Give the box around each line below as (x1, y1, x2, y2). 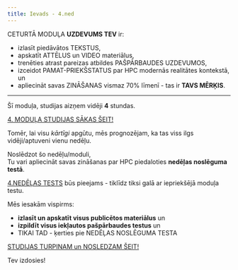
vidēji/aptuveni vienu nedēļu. (7, 136, 92, 145)
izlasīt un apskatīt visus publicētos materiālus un (17, 213, 166, 222)
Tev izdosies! (7, 256, 46, 264)
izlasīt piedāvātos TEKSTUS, (17, 43, 101, 52)
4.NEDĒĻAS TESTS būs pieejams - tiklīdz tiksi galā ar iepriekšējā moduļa (7, 178, 220, 187)
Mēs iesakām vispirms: (7, 199, 74, 209)
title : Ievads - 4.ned (7, 10, 74, 18)
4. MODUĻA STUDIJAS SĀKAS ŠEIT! (7, 115, 114, 124)
